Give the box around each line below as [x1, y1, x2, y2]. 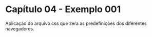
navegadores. [5, 25, 34, 31]
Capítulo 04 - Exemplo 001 [5, 4, 121, 15]
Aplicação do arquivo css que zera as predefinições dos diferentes [5, 20, 147, 26]
